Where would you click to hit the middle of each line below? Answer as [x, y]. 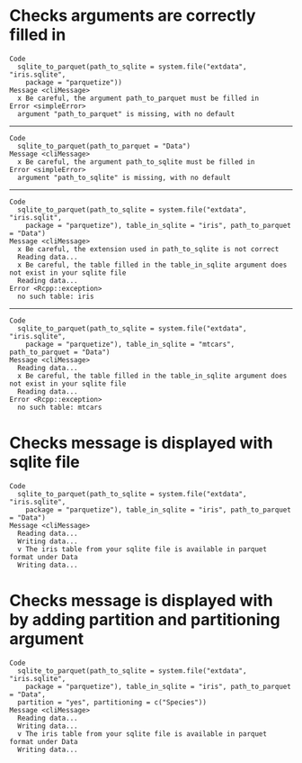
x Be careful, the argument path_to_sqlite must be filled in [136, 162]
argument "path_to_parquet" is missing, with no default [126, 114]
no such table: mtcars [60, 407]
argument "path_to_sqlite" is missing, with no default [124, 177]
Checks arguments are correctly [133, 16]
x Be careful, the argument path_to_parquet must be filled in [138, 98]
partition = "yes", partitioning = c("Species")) [112, 702]
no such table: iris [56, 296]
